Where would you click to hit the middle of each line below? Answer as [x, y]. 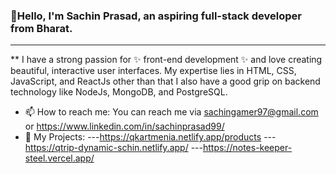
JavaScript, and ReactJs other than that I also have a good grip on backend [165, 81]
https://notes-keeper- [247, 148]
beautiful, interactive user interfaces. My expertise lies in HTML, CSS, [153, 71]
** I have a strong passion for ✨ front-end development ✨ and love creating [166, 60]
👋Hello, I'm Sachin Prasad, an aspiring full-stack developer [156, 16]
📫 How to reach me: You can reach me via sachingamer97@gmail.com [171, 112]
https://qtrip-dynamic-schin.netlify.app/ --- [113, 148]
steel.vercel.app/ [59, 158]
